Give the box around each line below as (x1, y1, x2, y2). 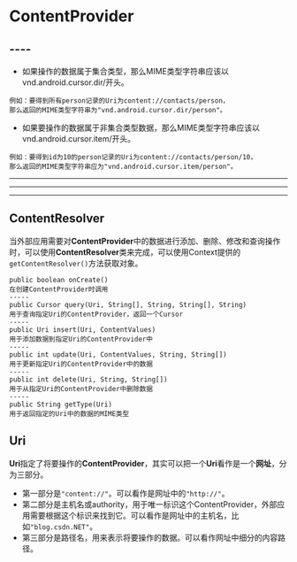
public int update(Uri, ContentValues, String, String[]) (9, 350, 227, 359)
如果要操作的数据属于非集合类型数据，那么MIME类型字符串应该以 (21, 122, 261, 133)
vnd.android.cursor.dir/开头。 (21, 77, 130, 88)
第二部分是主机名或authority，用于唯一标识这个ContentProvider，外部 (21, 498, 278, 510)
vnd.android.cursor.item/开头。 (21, 134, 135, 143)
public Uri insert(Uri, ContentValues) (9, 325, 156, 334)
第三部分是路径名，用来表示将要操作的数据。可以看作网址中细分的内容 (21, 532, 278, 543)
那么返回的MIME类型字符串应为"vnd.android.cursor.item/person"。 (9, 162, 238, 171)
